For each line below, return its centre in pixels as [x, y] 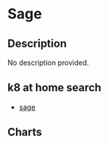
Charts [25, 132]
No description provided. [48, 62]
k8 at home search [54, 88]
